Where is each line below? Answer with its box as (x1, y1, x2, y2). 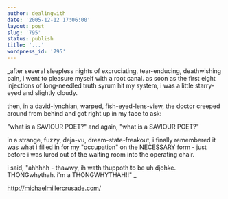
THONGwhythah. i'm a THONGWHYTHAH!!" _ (7, 170, 137, 178)
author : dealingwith (7, 10, 67, 17)
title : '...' (7, 42, 45, 49)
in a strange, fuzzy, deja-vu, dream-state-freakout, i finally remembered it (7, 135, 216, 144)
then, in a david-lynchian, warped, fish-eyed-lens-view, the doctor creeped (7, 102, 220, 110)
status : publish (7, 36, 54, 42)
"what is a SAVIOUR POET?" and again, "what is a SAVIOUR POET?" (7, 122, 199, 131)
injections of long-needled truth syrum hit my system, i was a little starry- (7, 81, 215, 90)
